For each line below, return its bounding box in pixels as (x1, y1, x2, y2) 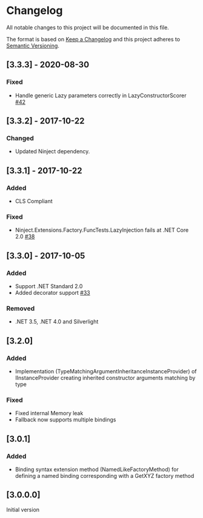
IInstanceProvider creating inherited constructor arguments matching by (15, 374, 196, 381)
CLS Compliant (15, 198, 53, 204)
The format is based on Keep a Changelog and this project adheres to (6, 35, 181, 43)
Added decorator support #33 (15, 289, 90, 296)
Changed (6, 134, 35, 142)
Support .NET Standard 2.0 (15, 282, 83, 289)
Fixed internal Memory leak (15, 410, 84, 417)
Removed (6, 304, 35, 313)
